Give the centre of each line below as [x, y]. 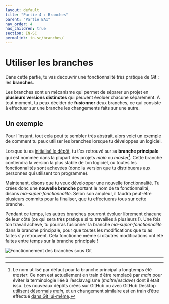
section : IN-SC [21, 33]
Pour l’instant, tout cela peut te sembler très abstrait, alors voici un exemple [83, 136]
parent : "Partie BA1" [28, 19]
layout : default [22, 10]
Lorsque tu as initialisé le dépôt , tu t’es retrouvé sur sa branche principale [82, 151]
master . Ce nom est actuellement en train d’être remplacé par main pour [87, 275]
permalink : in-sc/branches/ [35, 38]
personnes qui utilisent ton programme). [47, 173]
